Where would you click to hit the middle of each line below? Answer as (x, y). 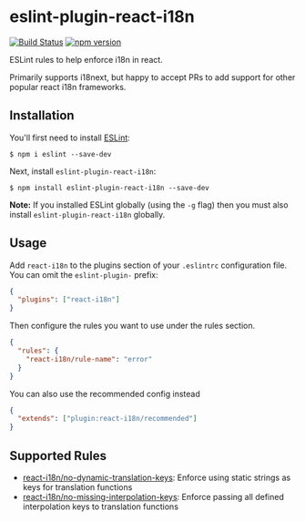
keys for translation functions (77, 487)
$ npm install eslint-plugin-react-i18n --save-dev (109, 188)
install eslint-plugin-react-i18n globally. (87, 214)
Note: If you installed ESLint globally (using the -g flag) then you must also (149, 204)
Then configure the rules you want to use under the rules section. (132, 326)
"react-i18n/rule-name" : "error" (89, 359)
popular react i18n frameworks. (68, 87)
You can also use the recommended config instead (105, 393)
